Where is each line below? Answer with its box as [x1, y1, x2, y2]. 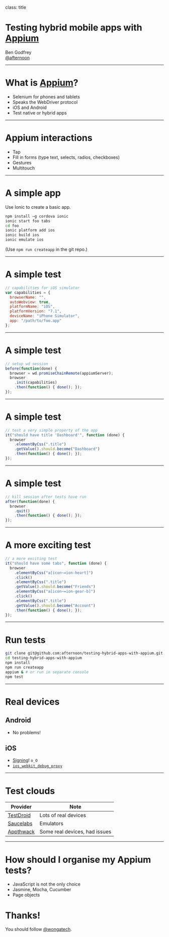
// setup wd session [5, 361, 49, 366]
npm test [5, 674, 24, 679]
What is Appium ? [5, 77, 78, 89]
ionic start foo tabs [5, 218, 51, 223]
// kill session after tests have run [5, 494, 87, 499]
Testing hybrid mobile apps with [5, 22, 142, 33]
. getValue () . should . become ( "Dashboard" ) [14, 446, 100, 452]
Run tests [5, 634, 46, 646]
